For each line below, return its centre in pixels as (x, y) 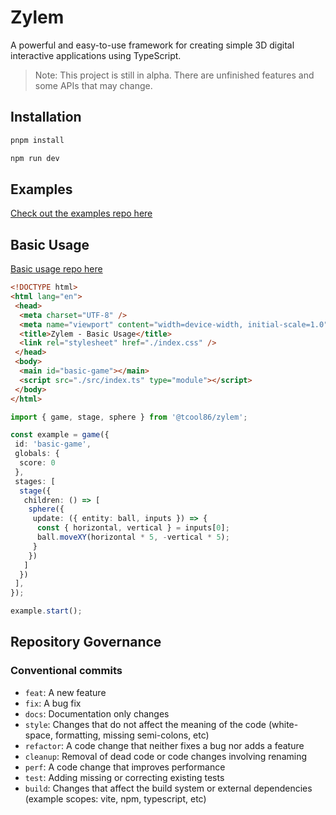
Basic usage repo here (56, 269)
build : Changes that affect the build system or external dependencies (168, 788)
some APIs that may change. (93, 85)
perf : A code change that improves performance (125, 767)
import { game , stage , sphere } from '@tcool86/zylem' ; (129, 417)
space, (38, 735)
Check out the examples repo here (81, 213)
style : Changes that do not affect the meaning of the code (145, 724)
